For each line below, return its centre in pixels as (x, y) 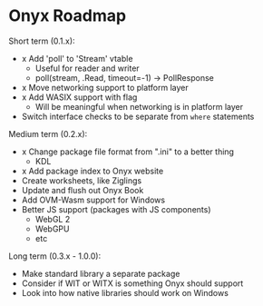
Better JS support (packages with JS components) (116, 209)
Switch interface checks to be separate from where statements (138, 116)
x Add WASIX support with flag (79, 97)
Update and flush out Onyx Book (83, 190)
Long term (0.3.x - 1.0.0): (55, 256)
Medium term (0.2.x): (48, 133)
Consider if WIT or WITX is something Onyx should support (132, 283)
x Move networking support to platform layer (105, 87)
